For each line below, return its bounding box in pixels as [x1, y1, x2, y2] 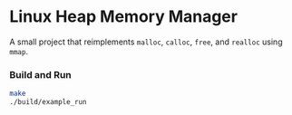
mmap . [9, 45, 29, 56]
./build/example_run [9, 98, 88, 107]
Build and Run [9, 68, 73, 81]
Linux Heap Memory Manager [9, 6, 238, 27]
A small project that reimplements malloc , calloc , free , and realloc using [9, 36, 283, 47]
